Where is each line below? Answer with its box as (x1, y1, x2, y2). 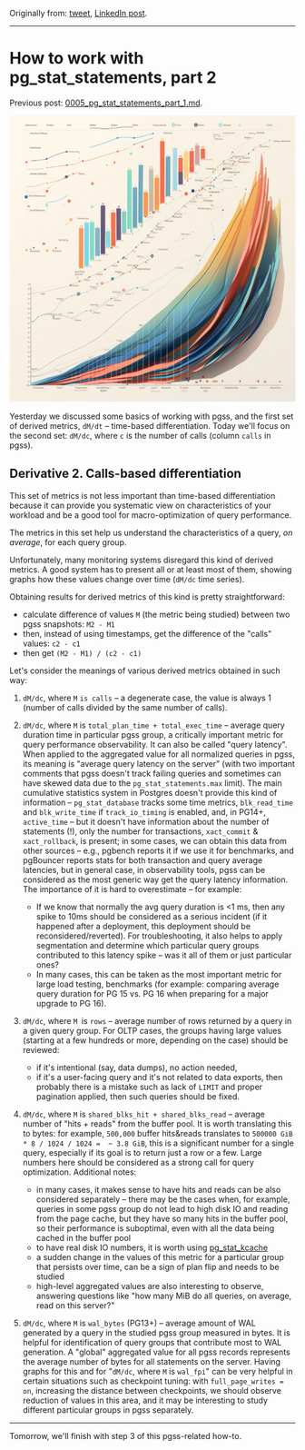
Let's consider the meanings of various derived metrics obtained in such (9, 665, 281, 676)
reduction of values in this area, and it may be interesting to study (22, 1395, 269, 1405)
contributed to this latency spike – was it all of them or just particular (35, 949, 292, 960)
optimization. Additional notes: (22, 1167, 137, 1177)
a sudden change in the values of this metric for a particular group (35, 1251, 284, 1262)
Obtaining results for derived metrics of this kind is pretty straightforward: (9, 591, 285, 602)
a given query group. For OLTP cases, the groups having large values (22, 1025, 282, 1036)
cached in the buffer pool (35, 1232, 132, 1243)
